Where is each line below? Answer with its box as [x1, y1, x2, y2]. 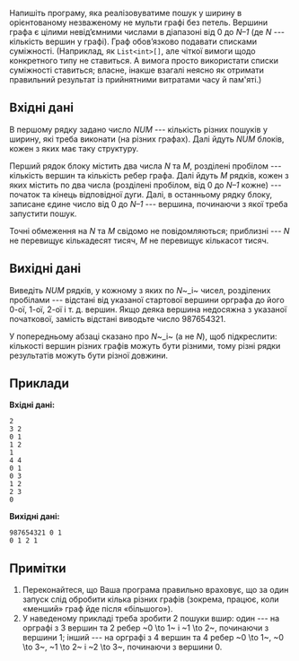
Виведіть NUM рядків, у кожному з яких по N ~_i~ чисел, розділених [9, 284, 271, 295]
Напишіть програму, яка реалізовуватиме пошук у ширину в [9, 8, 242, 18]
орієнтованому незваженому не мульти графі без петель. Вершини [9, 17, 268, 28]
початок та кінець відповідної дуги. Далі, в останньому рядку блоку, [9, 188, 272, 200]
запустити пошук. [9, 208, 77, 219]
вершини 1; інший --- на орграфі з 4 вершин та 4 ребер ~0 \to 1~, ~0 [22, 632, 285, 643]
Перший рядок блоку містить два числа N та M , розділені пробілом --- [9, 161, 282, 171]
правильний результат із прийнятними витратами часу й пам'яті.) [9, 74, 262, 84]
